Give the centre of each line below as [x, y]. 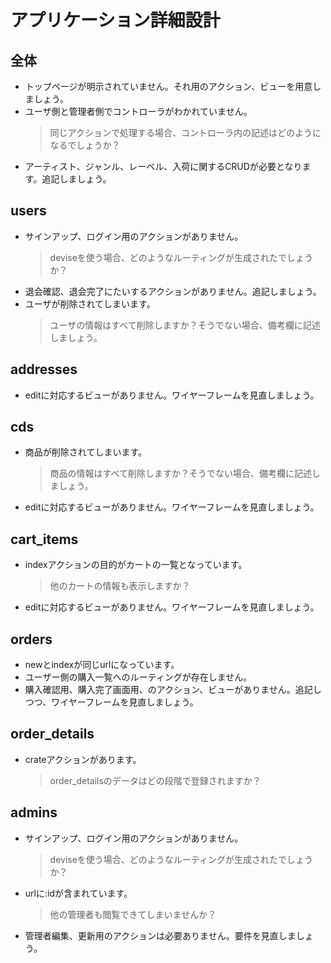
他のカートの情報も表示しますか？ [120, 586]
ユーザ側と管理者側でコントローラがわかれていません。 [138, 111]
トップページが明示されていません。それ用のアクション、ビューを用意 [168, 86]
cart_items [44, 539]
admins [34, 812]
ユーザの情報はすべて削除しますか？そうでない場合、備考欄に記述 [185, 325]
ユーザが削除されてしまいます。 [90, 303]
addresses [44, 369]
